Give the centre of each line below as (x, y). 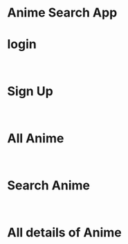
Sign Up (30, 92)
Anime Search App (62, 13)
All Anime (36, 139)
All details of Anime (65, 233)
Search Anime (48, 186)
